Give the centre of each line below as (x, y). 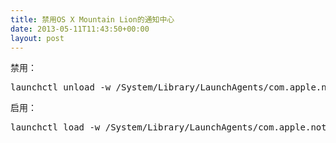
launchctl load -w (55, 127)
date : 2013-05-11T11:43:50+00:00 (80, 29)
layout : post (37, 38)
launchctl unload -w (61, 87)
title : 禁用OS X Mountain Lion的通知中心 (92, 19)
